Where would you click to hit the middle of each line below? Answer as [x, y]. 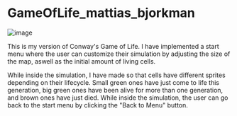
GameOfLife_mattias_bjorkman [101, 13]
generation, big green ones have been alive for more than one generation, [115, 90]
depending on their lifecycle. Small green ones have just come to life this [114, 82]
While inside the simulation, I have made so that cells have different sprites [116, 75]
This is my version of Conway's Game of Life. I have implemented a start [114, 46]
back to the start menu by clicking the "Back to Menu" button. [98, 105]
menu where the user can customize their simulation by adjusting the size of [119, 54]
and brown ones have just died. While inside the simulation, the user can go [118, 98]
